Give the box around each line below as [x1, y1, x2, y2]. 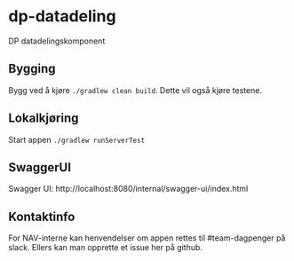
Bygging [8, 61, 56, 76]
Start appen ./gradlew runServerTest [8, 134, 146, 145]
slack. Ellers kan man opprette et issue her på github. [8, 242, 203, 253]
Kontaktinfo [8, 209, 75, 224]
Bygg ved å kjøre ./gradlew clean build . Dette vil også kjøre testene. [8, 84, 263, 95]
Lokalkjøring [8, 111, 79, 126]
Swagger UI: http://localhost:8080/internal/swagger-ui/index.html [8, 184, 249, 194]
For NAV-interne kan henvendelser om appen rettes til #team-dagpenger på [8, 233, 286, 243]
